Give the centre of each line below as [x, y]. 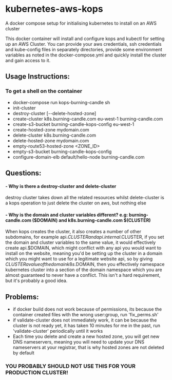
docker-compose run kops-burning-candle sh [61, 102]
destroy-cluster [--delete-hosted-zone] [54, 113]
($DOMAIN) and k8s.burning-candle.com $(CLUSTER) [91, 220]
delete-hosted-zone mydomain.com [51, 140]
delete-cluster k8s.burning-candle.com [54, 135]
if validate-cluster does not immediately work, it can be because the [85, 320]
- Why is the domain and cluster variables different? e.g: [67, 215]
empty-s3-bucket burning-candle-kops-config [62, 151]
